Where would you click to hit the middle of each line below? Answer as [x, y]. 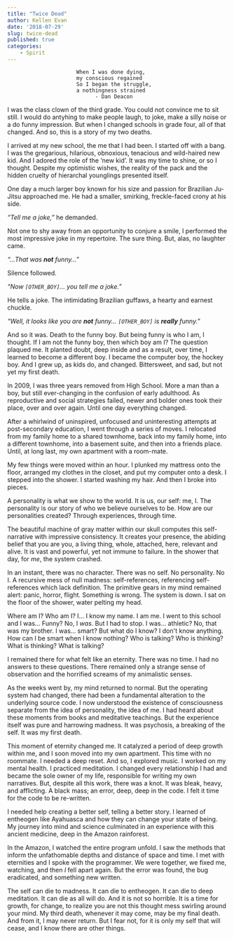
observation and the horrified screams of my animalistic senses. [100, 674]
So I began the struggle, [114, 84]
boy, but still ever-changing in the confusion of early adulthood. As [104, 392]
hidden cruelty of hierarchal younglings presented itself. [88, 175]
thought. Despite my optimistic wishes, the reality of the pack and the [108, 167]
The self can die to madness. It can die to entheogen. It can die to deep [110, 891]
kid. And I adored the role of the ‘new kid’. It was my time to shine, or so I [112, 160]
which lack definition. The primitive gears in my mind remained [131, 587]
